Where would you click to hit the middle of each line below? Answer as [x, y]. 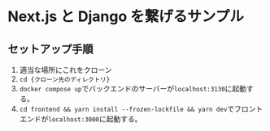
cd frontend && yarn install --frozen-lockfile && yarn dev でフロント [141, 109]
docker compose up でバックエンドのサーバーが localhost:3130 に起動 [133, 89]
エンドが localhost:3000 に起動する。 [81, 119]
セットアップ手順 [50, 49]
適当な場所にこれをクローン [65, 70]
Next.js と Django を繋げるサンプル [126, 17]
